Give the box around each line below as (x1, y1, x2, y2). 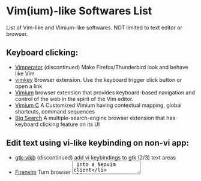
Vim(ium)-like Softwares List (6, 4, 152, 18)
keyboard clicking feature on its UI (14, 121, 100, 128)
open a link (14, 82, 43, 90)
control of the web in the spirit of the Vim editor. (14, 95, 134, 102)
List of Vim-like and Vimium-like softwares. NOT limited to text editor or (6, 24, 183, 31)
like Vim (14, 70, 35, 77)
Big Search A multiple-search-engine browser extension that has (14, 114, 176, 121)
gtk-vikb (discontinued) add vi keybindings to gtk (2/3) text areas (14, 154, 176, 161)
